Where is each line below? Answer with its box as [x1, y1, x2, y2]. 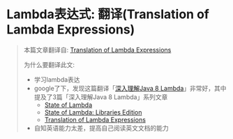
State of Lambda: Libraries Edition [44, 108, 142, 116]
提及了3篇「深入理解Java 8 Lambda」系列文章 [33, 92, 168, 101]
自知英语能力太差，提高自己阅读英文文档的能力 [33, 124, 169, 132]
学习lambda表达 [33, 75, 81, 84]
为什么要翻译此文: [23, 60, 75, 68]
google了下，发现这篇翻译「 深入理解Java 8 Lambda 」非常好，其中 [33, 84, 227, 92]
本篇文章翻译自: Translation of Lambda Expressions [23, 45, 172, 54]
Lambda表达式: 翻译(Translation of [6, 6, 210, 22]
